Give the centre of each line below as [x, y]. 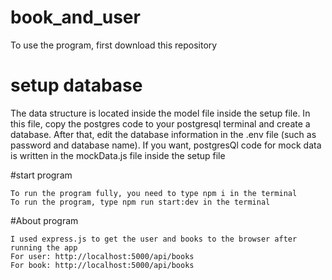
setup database [76, 85]
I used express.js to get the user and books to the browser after [154, 239]
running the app [44, 247]
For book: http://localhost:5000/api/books [102, 265]
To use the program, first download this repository [114, 45]
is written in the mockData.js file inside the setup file [118, 155]
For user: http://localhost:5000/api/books [102, 256]
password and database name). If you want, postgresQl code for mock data [166, 145]
